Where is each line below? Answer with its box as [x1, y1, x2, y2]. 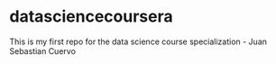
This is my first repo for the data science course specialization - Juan [9, 36, 268, 47]
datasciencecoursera [9, 6, 173, 27]
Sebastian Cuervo [9, 45, 77, 56]
